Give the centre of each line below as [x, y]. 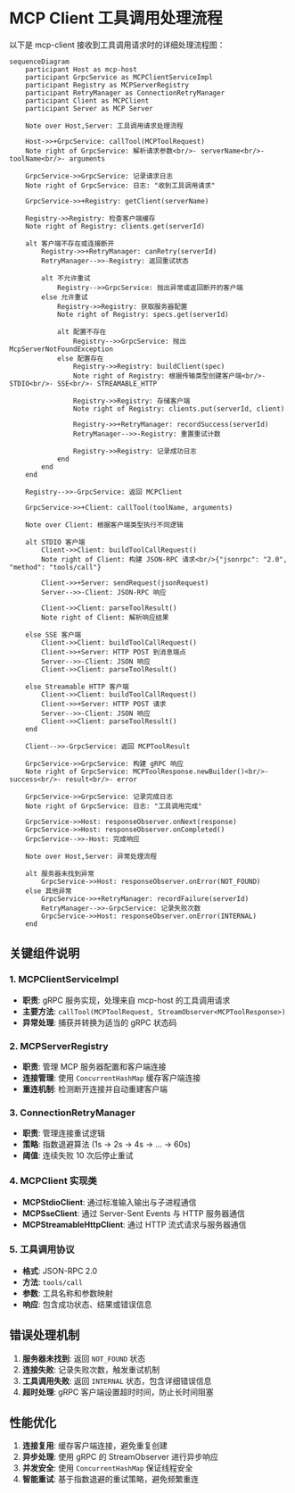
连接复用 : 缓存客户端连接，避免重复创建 [94, 1446]
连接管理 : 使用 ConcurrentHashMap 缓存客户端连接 [111, 1078]
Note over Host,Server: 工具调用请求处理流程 [105, 126]
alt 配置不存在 [82, 331]
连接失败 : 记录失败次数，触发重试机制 [91, 1369]
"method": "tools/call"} [55, 567]
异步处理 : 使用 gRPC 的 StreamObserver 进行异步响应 [120, 1457]
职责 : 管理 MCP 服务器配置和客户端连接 [94, 1066]
